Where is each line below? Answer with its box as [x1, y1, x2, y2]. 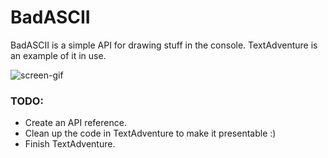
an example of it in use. [10, 49, 107, 61]
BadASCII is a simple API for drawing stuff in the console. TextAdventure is [10, 39, 318, 51]
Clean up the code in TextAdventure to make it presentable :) [24, 127, 277, 140]
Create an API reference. [24, 117, 127, 129]
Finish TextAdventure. [24, 138, 116, 150]
